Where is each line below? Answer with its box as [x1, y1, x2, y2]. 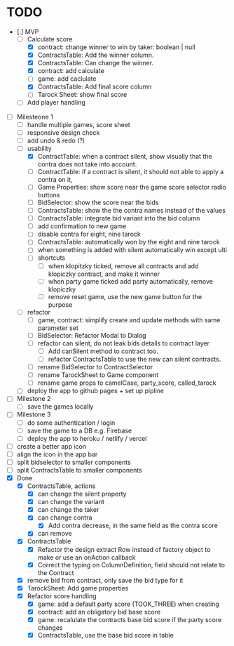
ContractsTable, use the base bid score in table [37, 631, 174, 639]
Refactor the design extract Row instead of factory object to [37, 545, 211, 553]
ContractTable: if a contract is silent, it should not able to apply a [37, 167, 224, 176]
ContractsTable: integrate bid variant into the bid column [37, 214, 200, 223]
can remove [37, 529, 72, 538]
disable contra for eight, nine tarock [37, 230, 141, 239]
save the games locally [27, 402, 94, 411]
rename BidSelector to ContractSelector [37, 363, 153, 371]
